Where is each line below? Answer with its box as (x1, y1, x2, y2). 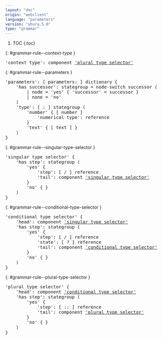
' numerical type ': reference (37, 115, 110, 121)
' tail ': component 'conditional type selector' (37, 244, 158, 250)
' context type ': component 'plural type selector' (5, 60, 134, 66)
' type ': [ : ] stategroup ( (16, 104, 86, 110)
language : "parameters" (5, 17, 56, 22)
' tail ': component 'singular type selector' (37, 174, 150, 180)
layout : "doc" (5, 7, 35, 13)
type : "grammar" (5, 26, 39, 31)
